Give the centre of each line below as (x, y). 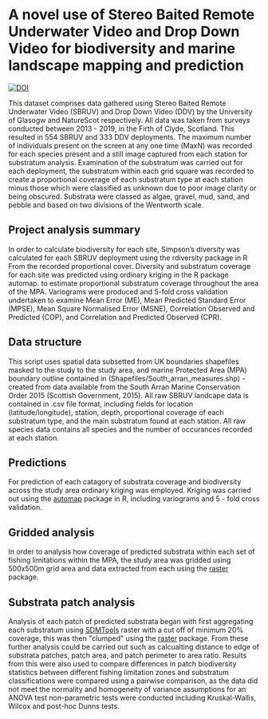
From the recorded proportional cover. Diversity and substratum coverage (130, 266)
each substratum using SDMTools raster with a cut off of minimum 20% (126, 630)
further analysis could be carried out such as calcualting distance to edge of (134, 647)
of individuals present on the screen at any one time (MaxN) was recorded (130, 145)
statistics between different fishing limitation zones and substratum (119, 672)
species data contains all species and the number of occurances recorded (130, 429)
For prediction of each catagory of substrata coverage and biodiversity (125, 482)
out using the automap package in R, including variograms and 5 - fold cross (134, 499)
